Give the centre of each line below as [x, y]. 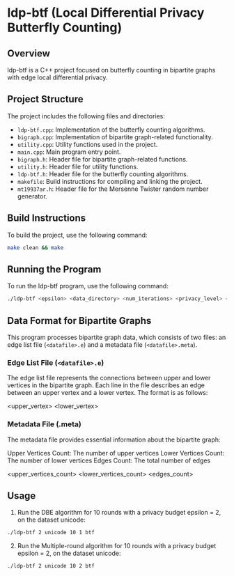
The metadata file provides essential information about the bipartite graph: [114, 439]
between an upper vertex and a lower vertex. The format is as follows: [108, 393]
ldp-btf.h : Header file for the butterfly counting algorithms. [103, 174]
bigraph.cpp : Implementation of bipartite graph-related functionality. [115, 137]
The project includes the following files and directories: [86, 116]
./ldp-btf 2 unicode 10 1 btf [51, 533]
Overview [29, 53]
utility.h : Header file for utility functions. [78, 166]
